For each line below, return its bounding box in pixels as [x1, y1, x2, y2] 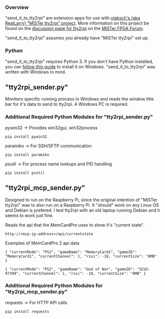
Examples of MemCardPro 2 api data [5, 240, 80, 246]
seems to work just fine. [5, 213, 54, 218]
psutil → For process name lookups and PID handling [5, 161, 112, 167]
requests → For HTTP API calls [5, 299, 67, 305]
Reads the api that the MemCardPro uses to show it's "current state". [5, 222, 145, 228]
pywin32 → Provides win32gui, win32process [5, 125, 98, 131]
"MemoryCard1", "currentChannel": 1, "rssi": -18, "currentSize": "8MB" [5, 254, 157, 259]
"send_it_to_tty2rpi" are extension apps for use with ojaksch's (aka [5, 15, 140, 21]
